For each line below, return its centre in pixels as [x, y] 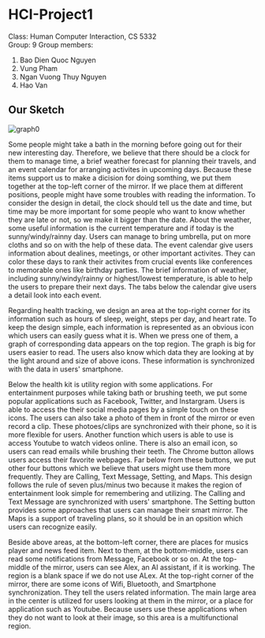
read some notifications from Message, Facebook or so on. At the [115, 558]
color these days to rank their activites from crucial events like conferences [131, 261]
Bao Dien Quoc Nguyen [58, 60]
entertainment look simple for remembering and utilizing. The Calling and [127, 493]
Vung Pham [38, 68]
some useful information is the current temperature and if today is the [121, 228]
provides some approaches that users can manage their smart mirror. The [128, 509]
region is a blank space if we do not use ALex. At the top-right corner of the [131, 575]
